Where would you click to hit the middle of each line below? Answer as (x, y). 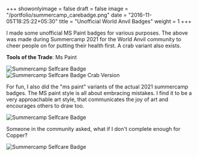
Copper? (17, 135)
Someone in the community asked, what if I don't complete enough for (93, 129)
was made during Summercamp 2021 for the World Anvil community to (94, 39)
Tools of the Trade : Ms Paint (41, 57)
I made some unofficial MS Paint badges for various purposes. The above (97, 33)
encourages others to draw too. (45, 106)
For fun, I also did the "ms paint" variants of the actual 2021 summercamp (97, 87)
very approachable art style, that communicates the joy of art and (87, 99)
